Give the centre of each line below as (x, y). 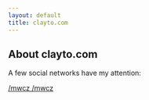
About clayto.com (53, 54)
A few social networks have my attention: (74, 73)
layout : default (35, 15)
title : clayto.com (38, 23)
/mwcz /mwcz (31, 88)
